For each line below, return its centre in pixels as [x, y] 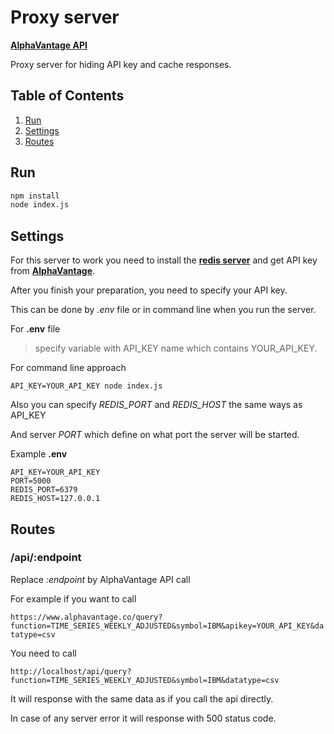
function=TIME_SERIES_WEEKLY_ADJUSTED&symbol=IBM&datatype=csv [145, 680]
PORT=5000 [31, 481]
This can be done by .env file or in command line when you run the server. [163, 310]
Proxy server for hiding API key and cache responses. [121, 64]
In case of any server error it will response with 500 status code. [143, 718]
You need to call [43, 653]
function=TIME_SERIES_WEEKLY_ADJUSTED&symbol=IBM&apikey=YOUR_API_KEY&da [167, 626]
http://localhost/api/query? [71, 671]
